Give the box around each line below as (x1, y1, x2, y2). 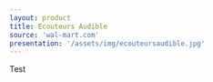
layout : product (9, 13, 71, 23)
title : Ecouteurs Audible (9, 22, 107, 31)
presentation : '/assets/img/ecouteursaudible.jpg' (9, 38, 206, 48)
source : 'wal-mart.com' (9, 30, 100, 39)
